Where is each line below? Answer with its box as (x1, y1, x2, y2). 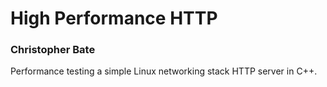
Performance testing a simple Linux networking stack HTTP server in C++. (10, 65, 318, 77)
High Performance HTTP (10, 7, 218, 30)
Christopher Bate (10, 43, 96, 57)
